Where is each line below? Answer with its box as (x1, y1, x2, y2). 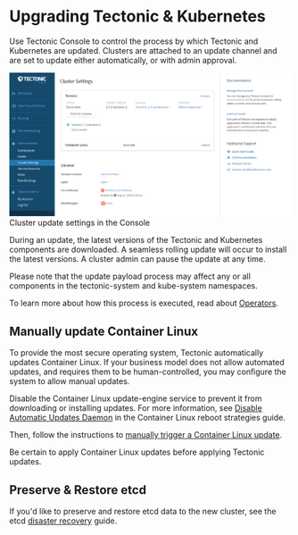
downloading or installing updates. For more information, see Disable (9, 403, 263, 414)
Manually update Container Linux (9, 323, 199, 339)
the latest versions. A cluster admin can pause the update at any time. (9, 254, 266, 264)
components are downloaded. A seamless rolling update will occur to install (9, 244, 287, 255)
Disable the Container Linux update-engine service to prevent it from (9, 393, 262, 404)
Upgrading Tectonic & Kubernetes (9, 6, 266, 27)
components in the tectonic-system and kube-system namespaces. (9, 280, 258, 291)
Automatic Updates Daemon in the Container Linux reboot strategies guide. (9, 413, 286, 423)
